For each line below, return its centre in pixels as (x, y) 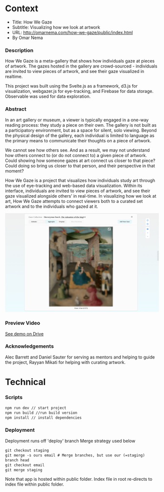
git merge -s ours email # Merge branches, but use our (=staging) (75, 455)
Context (22, 9)
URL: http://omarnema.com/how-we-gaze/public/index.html (72, 32)
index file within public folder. (35, 484)
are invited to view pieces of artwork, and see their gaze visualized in (75, 71)
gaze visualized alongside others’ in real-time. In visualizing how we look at (81, 196)
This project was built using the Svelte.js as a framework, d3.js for (71, 86)
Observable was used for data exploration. (48, 96)
